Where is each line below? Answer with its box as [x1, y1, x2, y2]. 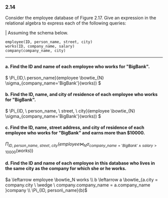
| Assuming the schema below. [5, 30, 68, 36]
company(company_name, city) [5, 48, 66, 53]
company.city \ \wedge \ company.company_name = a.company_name [5, 181, 150, 188]
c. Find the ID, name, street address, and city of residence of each [5, 124, 144, 130]
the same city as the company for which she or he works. [5, 165, 126, 171]
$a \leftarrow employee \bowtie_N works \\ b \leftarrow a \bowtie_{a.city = [5, 176, 158, 182]
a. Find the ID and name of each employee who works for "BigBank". [5, 63, 150, 69]
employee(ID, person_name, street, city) [5, 39, 93, 44]
